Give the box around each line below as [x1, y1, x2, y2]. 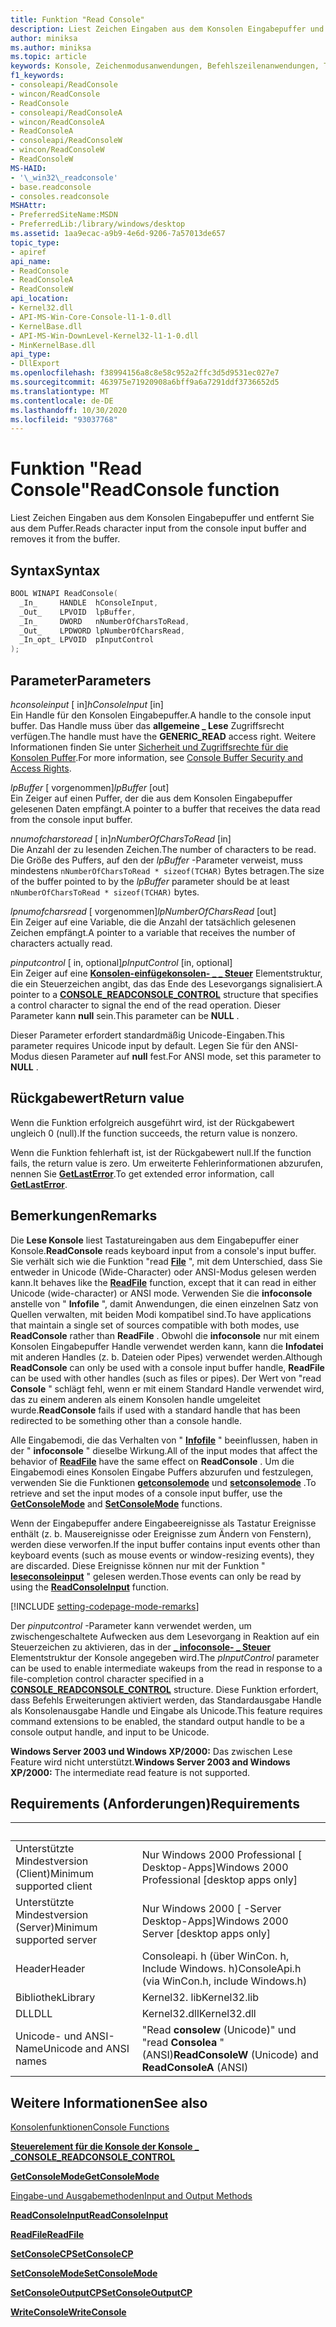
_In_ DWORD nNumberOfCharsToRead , [19, 616, 190, 626]
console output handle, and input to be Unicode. [10, 1726, 210, 1738]
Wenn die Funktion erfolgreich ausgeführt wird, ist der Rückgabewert [10, 1116, 295, 1128]
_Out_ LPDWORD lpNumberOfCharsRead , [19, 626, 186, 636]
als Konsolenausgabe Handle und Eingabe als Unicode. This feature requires [10, 1704, 323, 1716]
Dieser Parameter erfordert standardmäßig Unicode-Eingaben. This [10, 1029, 285, 1041]
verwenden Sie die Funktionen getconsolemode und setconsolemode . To [10, 1476, 317, 1488]
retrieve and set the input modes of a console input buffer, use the [10, 1487, 283, 1499]
